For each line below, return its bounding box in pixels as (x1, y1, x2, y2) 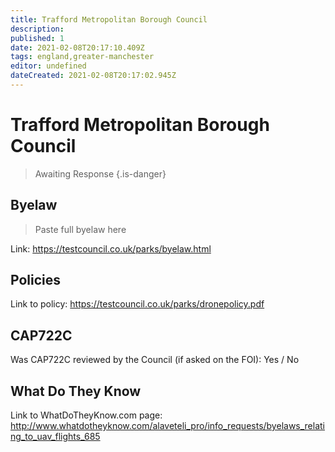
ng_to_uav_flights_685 (10, 431, 101, 443)
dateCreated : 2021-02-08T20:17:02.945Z (10, 71, 177, 81)
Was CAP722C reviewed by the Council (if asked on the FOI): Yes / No (10, 354, 300, 366)
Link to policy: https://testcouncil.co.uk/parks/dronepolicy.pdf (10, 298, 265, 310)
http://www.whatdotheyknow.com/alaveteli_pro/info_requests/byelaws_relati (10, 420, 326, 432)
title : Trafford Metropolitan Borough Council (10, 14, 208, 25)
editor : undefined (10, 61, 87, 71)
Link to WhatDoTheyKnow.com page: (10, 409, 163, 421)
